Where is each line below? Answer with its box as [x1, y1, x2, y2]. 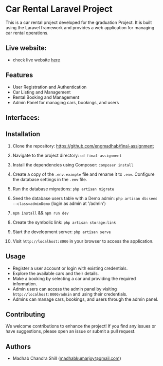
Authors [5, 342, 31, 351]
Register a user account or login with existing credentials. [12, 265, 128, 271]
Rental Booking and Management [12, 94, 79, 100]
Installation [5, 130, 40, 138]
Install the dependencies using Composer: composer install [12, 162, 134, 167]
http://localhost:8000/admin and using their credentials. [12, 291, 127, 297]
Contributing [5, 310, 45, 318]
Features [5, 71, 33, 79]
